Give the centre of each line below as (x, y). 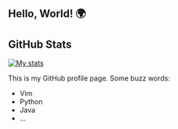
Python (31, 102)
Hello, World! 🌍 (47, 14)
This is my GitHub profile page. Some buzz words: (89, 78)
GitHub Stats (40, 44)
